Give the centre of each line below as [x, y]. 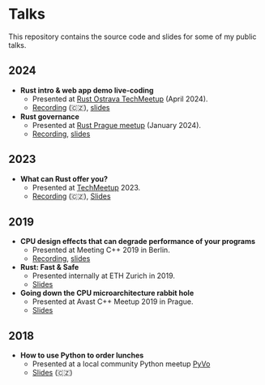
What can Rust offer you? [64, 178]
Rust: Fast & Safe [49, 267]
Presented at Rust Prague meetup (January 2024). [116, 125]
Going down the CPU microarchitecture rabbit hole [107, 293]
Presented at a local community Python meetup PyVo [121, 364]
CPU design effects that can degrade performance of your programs [138, 242]
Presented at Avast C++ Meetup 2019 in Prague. [113, 302]
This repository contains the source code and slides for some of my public [132, 36]
